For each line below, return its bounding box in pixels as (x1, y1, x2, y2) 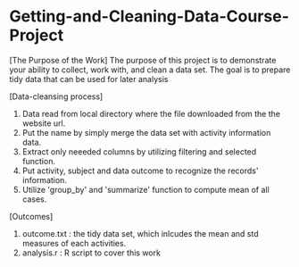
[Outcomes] (9, 211, 54, 221)
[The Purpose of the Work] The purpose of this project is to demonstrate (9, 54, 277, 65)
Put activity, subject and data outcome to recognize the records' (21, 165, 259, 176)
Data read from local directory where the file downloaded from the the (21, 108, 281, 119)
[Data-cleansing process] (9, 91, 104, 102)
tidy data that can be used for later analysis (9, 73, 169, 84)
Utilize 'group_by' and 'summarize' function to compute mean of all (21, 184, 270, 195)
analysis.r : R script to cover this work (21, 247, 161, 258)
